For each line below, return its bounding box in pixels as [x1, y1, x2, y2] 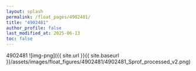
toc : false [6, 36, 33, 42]
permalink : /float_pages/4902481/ [6, 14, 91, 20]
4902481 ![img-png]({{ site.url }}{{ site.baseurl [6, 52, 119, 59]
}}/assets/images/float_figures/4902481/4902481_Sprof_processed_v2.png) [6, 58, 191, 65]
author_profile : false [6, 25, 62, 31]
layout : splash [6, 8, 44, 15]
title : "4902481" [6, 19, 49, 25]
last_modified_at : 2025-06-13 [6, 31, 81, 36]
